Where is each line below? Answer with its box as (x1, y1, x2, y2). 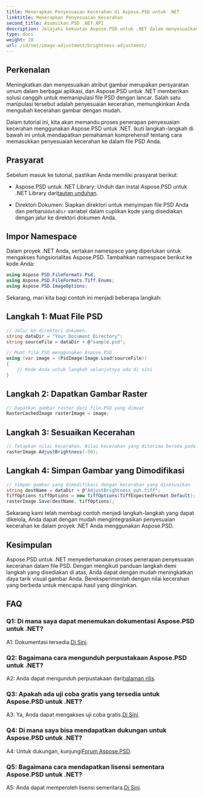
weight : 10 (6, 37, 34, 43)
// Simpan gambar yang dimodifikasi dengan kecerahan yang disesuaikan (6, 482, 190, 488)
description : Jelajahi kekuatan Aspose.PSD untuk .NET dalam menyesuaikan (6, 25, 199, 32)
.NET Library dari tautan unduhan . (14, 189, 98, 196)
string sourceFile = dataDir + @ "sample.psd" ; (6, 339, 126, 345)
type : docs (6, 31, 34, 37)
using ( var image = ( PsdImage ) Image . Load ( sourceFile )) (6, 355, 147, 361)
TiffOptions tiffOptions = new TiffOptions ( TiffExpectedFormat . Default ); (6, 493, 196, 499)
